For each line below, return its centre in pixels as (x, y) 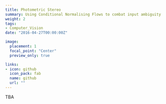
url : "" (18, 83)
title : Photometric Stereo (33, 10)
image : (12, 42)
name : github (23, 78)
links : (12, 64)
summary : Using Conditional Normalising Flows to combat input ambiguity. (84, 14)
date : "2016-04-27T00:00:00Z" (37, 33)
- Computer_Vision (24, 28)
